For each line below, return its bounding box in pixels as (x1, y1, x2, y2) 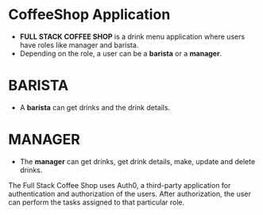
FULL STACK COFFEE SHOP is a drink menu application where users (19, 32, 246, 41)
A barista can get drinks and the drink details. (19, 102, 171, 112)
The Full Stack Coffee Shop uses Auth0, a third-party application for (8, 180, 231, 190)
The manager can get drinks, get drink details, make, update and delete (19, 156, 256, 166)
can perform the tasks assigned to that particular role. (8, 197, 185, 207)
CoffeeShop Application (8, 6, 171, 24)
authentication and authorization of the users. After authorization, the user (8, 189, 252, 198)
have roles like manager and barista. (19, 40, 139, 49)
